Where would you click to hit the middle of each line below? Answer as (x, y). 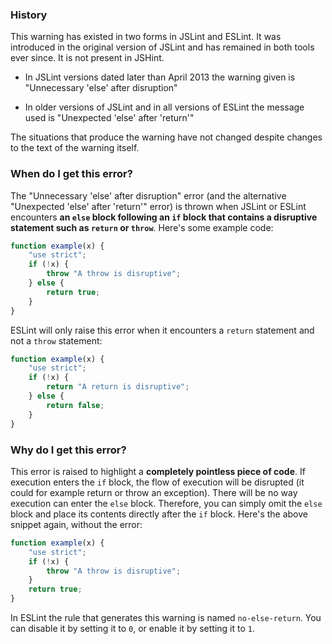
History (29, 15)
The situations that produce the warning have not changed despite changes (166, 137)
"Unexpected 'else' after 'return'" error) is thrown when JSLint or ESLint (158, 206)
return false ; (75, 405)
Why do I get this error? (68, 450)
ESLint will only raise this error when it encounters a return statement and (162, 330)
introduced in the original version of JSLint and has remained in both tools (162, 47)
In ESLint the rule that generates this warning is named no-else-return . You (166, 618)
